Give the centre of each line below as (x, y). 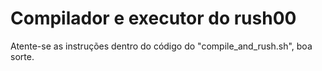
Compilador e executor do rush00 (153, 18)
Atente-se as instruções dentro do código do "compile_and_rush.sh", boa (161, 46)
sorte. (22, 56)
